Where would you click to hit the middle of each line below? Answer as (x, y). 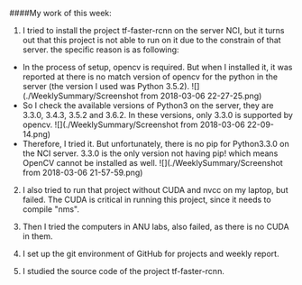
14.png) (37, 134)
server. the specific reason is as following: (101, 50)
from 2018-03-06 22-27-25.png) (201, 96)
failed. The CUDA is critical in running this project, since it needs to (147, 199)
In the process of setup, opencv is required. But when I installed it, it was (157, 67)
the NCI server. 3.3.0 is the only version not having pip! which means (150, 153)
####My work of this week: (61, 13)
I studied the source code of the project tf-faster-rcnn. (124, 271)
